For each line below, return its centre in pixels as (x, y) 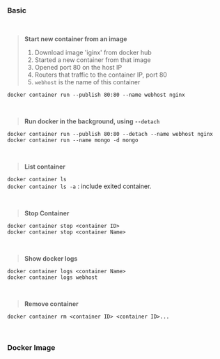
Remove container (51, 304)
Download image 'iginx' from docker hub (93, 53)
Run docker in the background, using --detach (92, 121)
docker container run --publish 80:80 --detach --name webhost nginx (110, 135)
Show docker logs (51, 259)
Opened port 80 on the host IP (78, 68)
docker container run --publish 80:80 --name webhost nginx (96, 95)
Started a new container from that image (93, 60)
